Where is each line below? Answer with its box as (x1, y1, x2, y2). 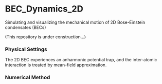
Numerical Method (5, 74, 50, 81)
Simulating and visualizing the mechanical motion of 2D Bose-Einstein (5, 19, 145, 25)
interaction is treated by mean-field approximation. (5, 62, 107, 68)
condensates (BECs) (5, 24, 46, 30)
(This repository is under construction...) (5, 34, 86, 40)
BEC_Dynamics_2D (5, 3, 84, 14)
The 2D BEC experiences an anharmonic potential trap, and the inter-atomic (5, 57, 157, 63)
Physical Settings (5, 46, 47, 53)
